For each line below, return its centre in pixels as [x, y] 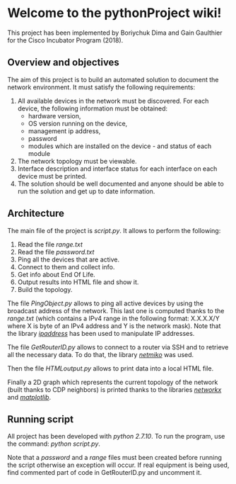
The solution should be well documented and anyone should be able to [120, 184]
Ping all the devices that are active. [69, 259]
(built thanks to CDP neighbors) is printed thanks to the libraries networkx [114, 389]
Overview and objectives [64, 63]
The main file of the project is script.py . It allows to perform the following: [114, 230]
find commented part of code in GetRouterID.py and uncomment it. [105, 473]
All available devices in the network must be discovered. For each [113, 101]
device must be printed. [52, 176]
